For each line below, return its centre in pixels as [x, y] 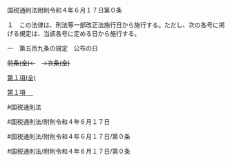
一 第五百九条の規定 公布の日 [52, 48]
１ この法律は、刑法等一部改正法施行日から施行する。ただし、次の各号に [113, 25]
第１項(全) [22, 78]
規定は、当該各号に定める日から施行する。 [79, 34]
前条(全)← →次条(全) [39, 63]
